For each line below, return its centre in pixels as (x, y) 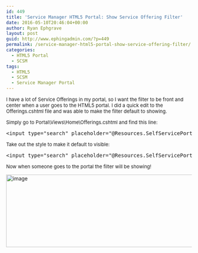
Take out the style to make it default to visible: (58, 144)
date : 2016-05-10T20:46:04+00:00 (47, 22)
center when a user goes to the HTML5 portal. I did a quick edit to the (85, 105)
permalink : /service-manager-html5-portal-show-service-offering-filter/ (99, 45)
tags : (13, 66)
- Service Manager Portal (43, 83)
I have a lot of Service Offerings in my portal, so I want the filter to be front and (95, 99)
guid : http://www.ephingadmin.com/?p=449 (58, 39)
